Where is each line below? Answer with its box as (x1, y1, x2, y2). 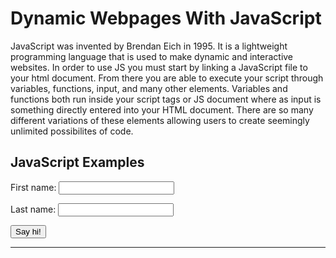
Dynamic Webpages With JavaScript (10, 7, 322, 30)
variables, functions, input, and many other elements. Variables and (10, 82, 288, 94)
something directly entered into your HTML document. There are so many (10, 103, 314, 116)
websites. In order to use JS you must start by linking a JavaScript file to (10, 61, 308, 73)
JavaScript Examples (10, 154, 145, 171)
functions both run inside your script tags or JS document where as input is (10, 93, 322, 105)
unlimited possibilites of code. (10, 125, 134, 137)
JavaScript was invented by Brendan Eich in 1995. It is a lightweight (10, 40, 288, 52)
